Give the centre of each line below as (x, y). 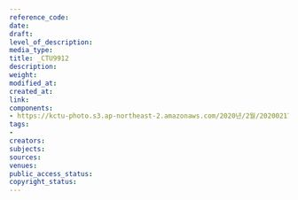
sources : (25, 157)
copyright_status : (43, 182)
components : (31, 108)
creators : (27, 141)
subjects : (27, 149)
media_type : (31, 50)
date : (19, 26)
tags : (19, 125)
